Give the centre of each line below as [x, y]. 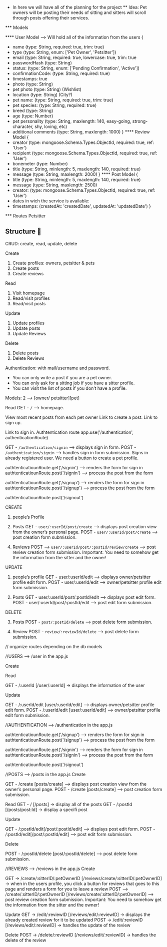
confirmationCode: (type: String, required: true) [61, 73]
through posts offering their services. [51, 18]
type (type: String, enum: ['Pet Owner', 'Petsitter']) [64, 52]
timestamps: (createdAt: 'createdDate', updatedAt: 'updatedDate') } [81, 206]
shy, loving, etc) [51, 126]
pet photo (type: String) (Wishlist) [47, 89]
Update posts [26, 328]
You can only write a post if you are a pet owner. [62, 377]
